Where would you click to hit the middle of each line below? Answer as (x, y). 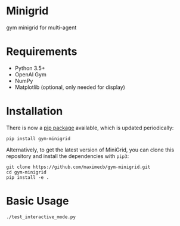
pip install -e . (28, 177)
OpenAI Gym (30, 74)
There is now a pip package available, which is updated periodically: (90, 128)
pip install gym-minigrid (38, 138)
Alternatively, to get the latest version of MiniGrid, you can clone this (90, 150)
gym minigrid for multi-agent (41, 27)
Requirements (42, 52)
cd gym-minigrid (26, 172)
